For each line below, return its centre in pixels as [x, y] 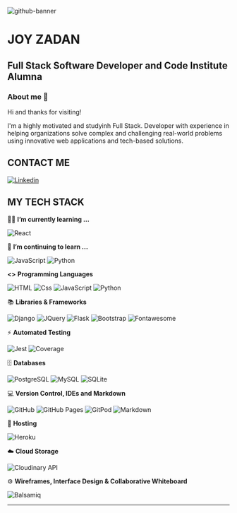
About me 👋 [28, 97]
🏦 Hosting [22, 423]
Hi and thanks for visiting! [44, 112]
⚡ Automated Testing [39, 332]
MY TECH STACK [46, 202]
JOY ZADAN [44, 40]
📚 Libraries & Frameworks [47, 302]
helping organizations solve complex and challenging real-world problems [115, 133]
